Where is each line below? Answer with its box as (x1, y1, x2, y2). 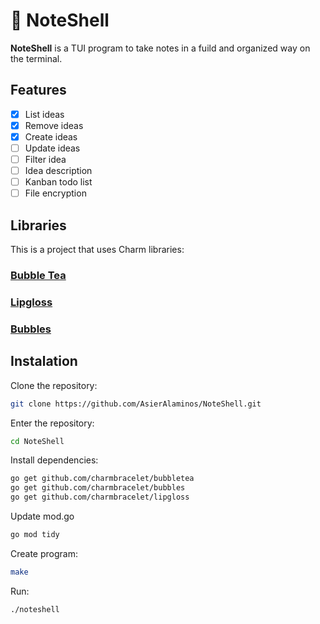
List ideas (24, 108, 65, 120)
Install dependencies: (10, 454, 99, 466)
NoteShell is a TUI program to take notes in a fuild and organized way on (10, 42, 311, 54)
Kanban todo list (24, 176, 93, 188)
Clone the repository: (10, 379, 98, 391)
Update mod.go (10, 510, 75, 523)
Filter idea (24, 154, 67, 165)
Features (10, 82, 67, 99)
